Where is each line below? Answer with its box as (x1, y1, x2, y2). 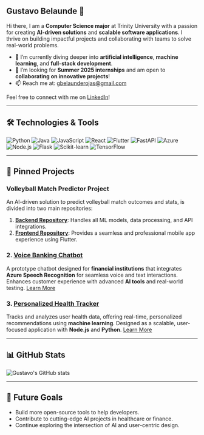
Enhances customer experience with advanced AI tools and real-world (6, 277, 183, 285)
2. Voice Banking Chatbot (6, 251, 83, 260)
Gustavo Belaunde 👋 (6, 6, 85, 16)
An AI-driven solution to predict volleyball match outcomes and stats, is (6, 198, 185, 206)
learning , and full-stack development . (15, 59, 113, 67)
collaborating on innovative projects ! (15, 72, 110, 79)
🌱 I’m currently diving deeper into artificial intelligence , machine (15, 53, 178, 61)
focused (6, 326, 27, 333)
